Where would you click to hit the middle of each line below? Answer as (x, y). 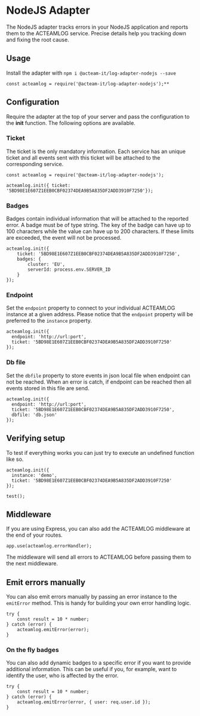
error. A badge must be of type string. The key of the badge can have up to (99, 225)
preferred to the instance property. (49, 321)
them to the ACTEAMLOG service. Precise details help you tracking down (96, 33)
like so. (15, 459)
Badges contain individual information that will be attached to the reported (98, 219)
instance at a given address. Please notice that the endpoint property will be (100, 314)
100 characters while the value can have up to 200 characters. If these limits (100, 231)
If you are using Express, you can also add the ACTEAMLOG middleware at (98, 529)
